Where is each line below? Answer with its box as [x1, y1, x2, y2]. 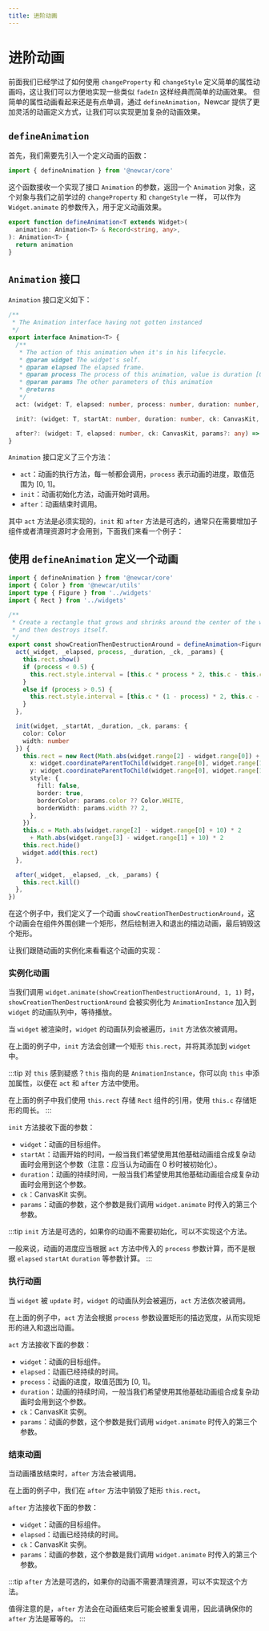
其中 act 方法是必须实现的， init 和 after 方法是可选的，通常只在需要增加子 [8, 516, 258, 526]
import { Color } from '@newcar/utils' [8, 582, 142, 590]
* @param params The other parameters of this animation [18, 378, 214, 386]
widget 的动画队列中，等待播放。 [8, 1007, 116, 1017]
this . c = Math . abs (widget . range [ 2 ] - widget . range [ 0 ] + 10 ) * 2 [22, 826, 242, 834]
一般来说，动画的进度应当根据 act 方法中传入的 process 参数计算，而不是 [8, 1244, 249, 1254]
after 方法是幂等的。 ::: [8, 1614, 86, 1624]
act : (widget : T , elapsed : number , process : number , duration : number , [15, 400, 260, 409]
